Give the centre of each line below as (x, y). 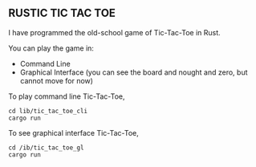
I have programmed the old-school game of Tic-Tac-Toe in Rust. (114, 32)
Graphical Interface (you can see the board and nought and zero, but (134, 72)
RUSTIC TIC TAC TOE (62, 13)
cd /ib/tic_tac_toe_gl (46, 148)
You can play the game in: (51, 48)
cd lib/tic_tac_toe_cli (48, 111)
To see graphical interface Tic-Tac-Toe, (73, 132)
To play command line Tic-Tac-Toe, (67, 96)
